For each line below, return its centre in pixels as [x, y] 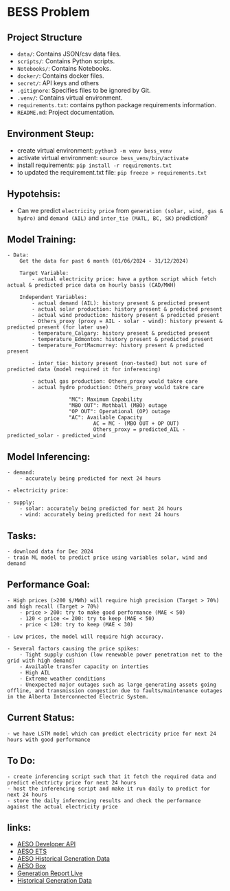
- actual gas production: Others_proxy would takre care [115, 382]
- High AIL [35, 672]
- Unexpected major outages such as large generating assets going [118, 685]
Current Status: [41, 718]
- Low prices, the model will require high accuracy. [86, 637]
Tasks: [22, 536]
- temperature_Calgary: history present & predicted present [121, 333]
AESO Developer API [46, 844]
